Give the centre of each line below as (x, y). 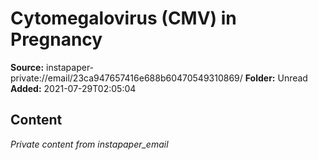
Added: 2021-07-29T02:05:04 (73, 88)
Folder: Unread (276, 78)
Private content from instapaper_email (89, 144)
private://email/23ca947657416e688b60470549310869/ (126, 78)
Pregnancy (56, 39)
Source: (27, 67)
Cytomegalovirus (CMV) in (123, 18)
